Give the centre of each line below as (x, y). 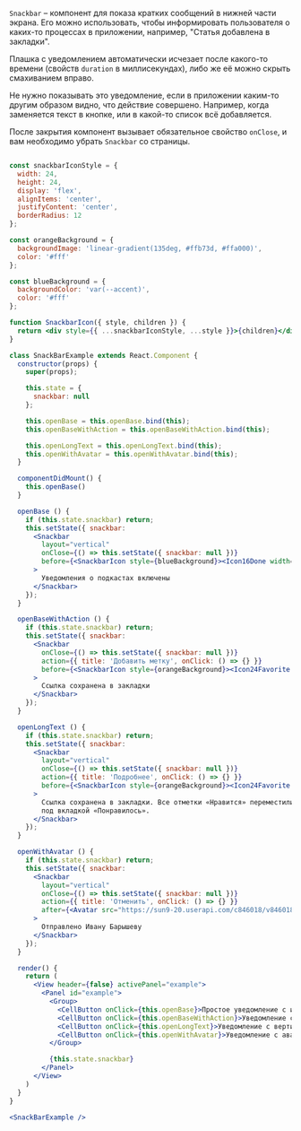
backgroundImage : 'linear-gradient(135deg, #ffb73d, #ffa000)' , (140, 248)
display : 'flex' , (50, 191)
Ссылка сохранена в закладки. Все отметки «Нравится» (144, 802)
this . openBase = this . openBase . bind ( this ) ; (108, 421)
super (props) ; (52, 372)
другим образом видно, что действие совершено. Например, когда (139, 105)
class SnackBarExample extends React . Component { (104, 355)
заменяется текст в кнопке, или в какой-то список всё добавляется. (140, 114)
